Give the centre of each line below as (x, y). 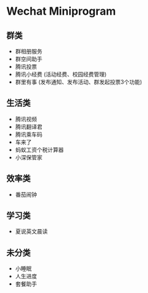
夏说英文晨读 (31, 232)
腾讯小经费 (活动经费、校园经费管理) (61, 74)
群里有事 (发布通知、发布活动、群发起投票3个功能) (79, 82)
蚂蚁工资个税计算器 (39, 150)
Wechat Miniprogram (61, 11)
